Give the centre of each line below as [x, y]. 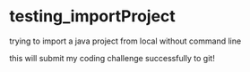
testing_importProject [93, 16]
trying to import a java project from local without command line [125, 41]
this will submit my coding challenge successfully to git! [112, 58]
